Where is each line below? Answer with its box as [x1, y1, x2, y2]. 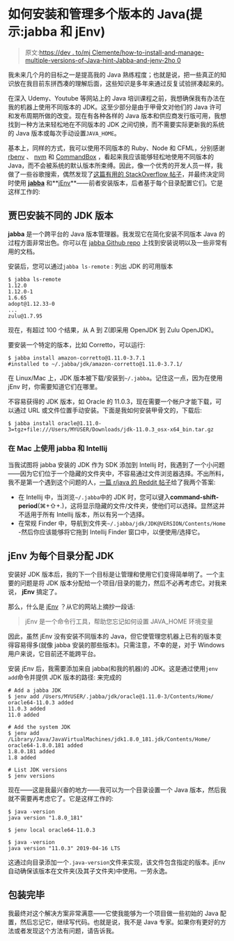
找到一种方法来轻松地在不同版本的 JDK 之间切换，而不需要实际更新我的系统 [8, 120, 225, 128]
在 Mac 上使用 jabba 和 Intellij [8, 443, 107, 453]
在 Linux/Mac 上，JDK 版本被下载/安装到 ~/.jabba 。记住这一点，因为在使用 [8, 373, 223, 382]
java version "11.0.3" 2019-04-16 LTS [8, 845, 120, 852]
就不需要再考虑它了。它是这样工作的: [8, 794, 114, 803]
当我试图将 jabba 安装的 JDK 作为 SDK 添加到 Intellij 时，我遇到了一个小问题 [8, 461, 226, 469]
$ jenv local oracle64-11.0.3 [8, 827, 96, 833]
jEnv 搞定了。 [21, 587, 61, 595]
